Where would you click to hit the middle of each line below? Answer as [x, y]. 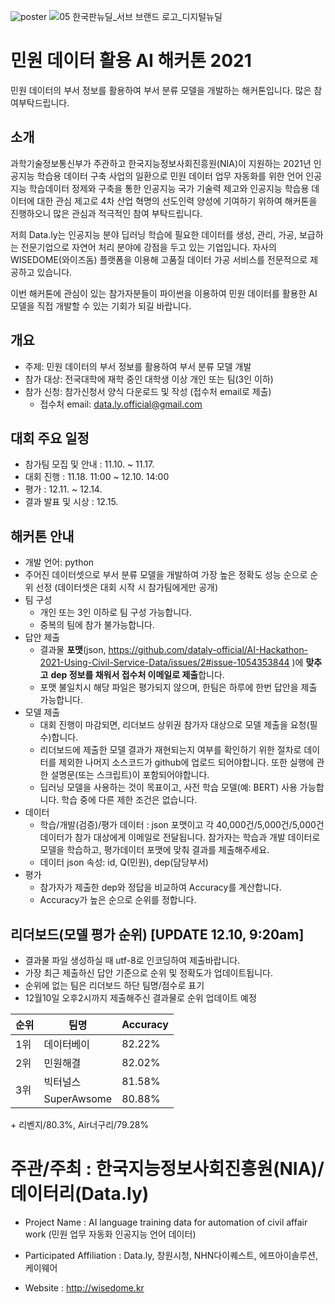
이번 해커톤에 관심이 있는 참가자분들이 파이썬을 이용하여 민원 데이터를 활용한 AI [164, 293]
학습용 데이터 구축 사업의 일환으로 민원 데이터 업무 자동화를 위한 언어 [170, 176]
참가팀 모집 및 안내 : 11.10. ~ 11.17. [89, 464]
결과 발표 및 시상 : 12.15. [71, 502]
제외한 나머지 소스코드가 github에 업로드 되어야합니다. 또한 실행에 [186, 762]
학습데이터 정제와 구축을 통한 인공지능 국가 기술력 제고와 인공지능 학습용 [169, 188]
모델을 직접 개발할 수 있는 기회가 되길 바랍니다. [101, 306]
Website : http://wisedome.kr [84, 1287]
